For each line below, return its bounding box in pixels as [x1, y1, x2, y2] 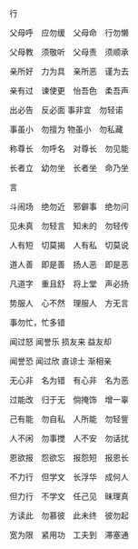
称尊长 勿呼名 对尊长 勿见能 [9, 144, 129, 154]
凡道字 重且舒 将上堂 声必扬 [9, 278, 129, 289]
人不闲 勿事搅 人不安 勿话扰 [9, 433, 129, 444]
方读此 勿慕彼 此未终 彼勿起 [9, 510, 129, 521]
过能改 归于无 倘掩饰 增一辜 [9, 394, 129, 404]
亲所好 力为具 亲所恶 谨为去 [9, 66, 129, 76]
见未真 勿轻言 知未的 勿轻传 [9, 221, 129, 231]
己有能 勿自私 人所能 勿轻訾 [9, 414, 129, 424]
